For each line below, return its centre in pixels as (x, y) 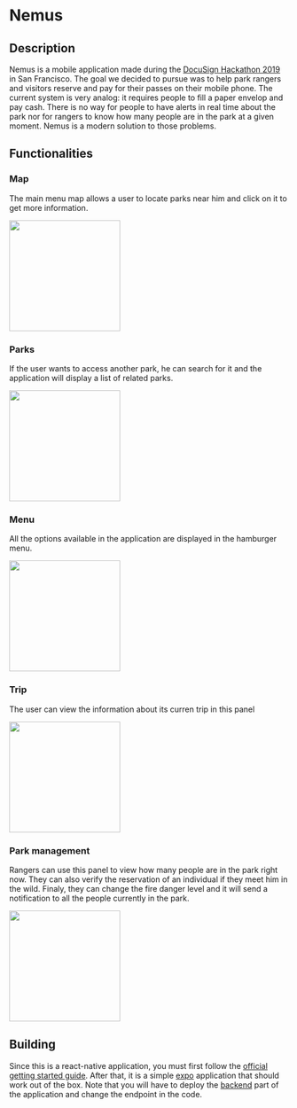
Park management (50, 850)
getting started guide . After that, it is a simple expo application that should (144, 1075)
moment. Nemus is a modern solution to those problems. (113, 126)
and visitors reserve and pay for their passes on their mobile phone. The (141, 88)
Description (42, 48)
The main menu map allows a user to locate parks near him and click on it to (148, 198)
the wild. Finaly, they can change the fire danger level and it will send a (139, 888)
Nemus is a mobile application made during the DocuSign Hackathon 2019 (145, 69)
